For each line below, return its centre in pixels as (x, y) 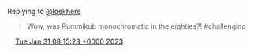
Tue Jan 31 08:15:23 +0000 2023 (69, 41)
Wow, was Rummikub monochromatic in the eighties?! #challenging (136, 26)
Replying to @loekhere (44, 11)
